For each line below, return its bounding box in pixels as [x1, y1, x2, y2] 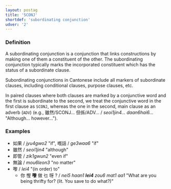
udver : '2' [5, 22, 29, 27]
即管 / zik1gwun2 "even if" [12, 153, 68, 159]
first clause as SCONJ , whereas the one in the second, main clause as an [5, 103, 156, 109]
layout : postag [5, 7, 38, 13]
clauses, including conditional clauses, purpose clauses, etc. [5, 82, 134, 88]
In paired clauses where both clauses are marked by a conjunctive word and [5, 92, 166, 98]
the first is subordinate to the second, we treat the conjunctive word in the [5, 98, 161, 104]
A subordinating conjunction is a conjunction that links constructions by [5, 50, 156, 56]
